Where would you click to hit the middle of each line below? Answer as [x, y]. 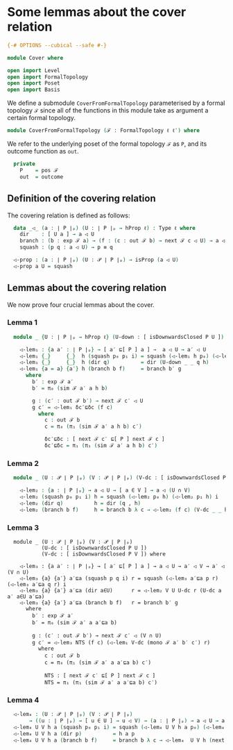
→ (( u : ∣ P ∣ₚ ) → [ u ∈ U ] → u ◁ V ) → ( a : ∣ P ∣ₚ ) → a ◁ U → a [127, 721]
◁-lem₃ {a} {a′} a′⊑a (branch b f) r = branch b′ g [99, 602]
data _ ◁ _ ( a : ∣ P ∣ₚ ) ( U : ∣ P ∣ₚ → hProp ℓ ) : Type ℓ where [105, 228]
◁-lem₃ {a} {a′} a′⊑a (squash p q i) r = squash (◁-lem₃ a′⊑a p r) [119, 578]
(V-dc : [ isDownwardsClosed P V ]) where [104, 554]
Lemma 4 [23, 700]
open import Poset [34, 83]
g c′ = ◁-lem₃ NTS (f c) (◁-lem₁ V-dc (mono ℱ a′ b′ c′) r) [121, 642]
